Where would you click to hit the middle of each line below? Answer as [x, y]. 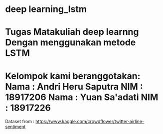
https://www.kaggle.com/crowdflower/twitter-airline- [90, 122]
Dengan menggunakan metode [71, 43]
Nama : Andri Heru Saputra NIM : [74, 86]
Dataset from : [20, 122]
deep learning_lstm [46, 9]
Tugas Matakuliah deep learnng [72, 32]
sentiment [15, 127]
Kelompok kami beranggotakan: [73, 76]
